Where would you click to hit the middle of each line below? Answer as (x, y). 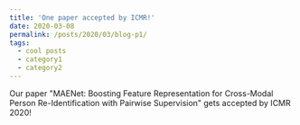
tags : (19, 43)
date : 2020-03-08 (42, 26)
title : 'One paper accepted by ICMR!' (82, 18)
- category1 (40, 59)
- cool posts (42, 51)
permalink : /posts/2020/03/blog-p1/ (78, 34)
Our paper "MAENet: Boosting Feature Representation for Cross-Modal (141, 93)
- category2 (40, 68)
